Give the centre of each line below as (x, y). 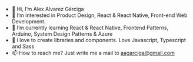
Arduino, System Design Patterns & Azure (62, 34)
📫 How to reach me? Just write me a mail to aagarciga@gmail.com (93, 53)
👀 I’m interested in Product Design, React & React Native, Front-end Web (99, 15)
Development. (29, 21)
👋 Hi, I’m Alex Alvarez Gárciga (48, 9)
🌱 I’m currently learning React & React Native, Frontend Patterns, (90, 27)
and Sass (23, 46)
